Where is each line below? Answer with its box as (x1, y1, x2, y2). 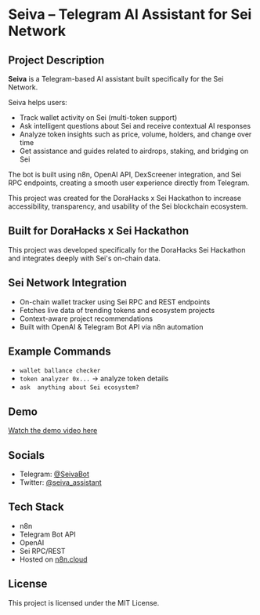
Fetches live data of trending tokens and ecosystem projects (19, 305, 215, 315)
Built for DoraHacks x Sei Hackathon (8, 224, 190, 238)
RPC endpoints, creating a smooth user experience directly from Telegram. (8, 178, 250, 187)
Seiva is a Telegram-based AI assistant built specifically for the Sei (8, 75, 224, 83)
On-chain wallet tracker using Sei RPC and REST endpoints (19, 297, 211, 307)
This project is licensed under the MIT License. (8, 598, 160, 607)
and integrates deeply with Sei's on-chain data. (8, 253, 161, 263)
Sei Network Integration (8, 276, 128, 289)
